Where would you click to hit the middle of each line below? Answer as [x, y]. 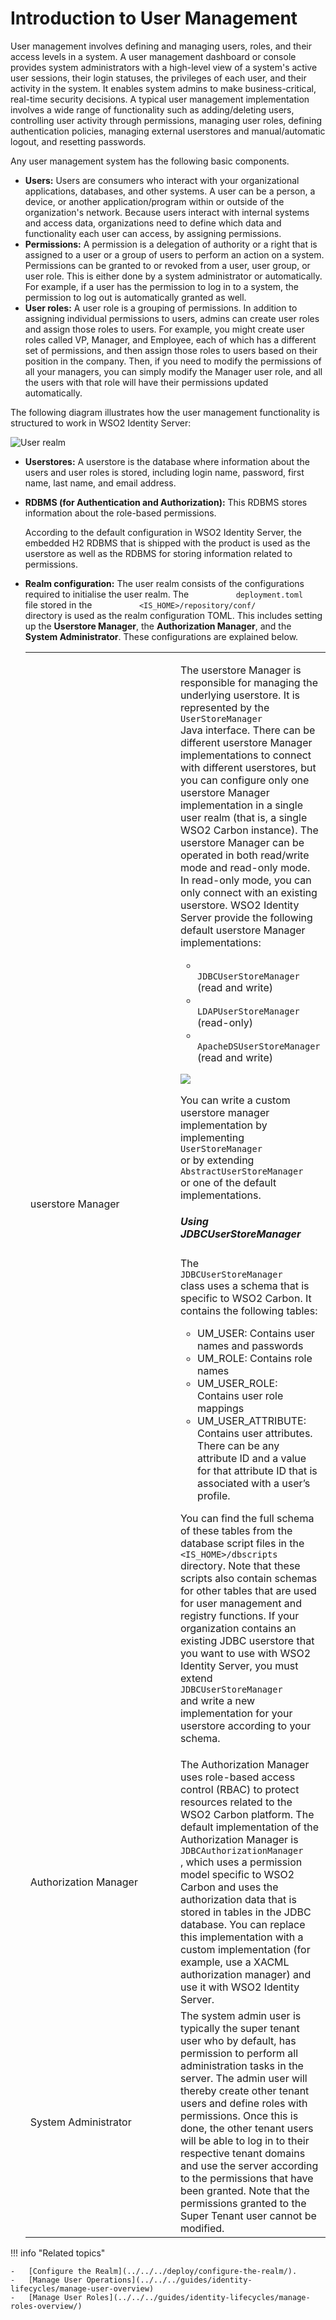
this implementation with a [241, 1937]
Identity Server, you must [239, 1666]
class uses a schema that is [244, 1286]
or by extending [217, 1160]
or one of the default [228, 1182]
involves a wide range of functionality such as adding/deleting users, [152, 109]
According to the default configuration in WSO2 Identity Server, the [163, 532]
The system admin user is [240, 2016]
